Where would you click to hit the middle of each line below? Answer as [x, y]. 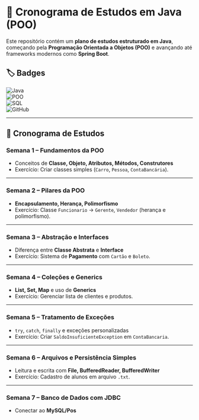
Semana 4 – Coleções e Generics [54, 277]
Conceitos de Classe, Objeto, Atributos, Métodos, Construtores [94, 163]
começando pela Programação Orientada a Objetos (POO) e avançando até [99, 47]
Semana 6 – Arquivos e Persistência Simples [71, 357]
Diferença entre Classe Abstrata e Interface [69, 250]
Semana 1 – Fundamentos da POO [55, 151]
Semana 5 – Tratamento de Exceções [60, 317]
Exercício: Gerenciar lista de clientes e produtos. [74, 297]
